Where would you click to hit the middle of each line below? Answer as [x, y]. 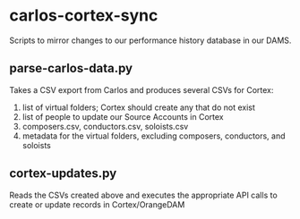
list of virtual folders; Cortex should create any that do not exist [138, 107]
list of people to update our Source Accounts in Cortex [123, 116]
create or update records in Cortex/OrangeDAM [97, 204]
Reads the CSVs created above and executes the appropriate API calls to [143, 195]
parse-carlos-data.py [71, 68]
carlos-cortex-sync [84, 16]
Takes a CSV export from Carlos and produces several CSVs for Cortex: [141, 89]
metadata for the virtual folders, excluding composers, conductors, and [154, 136]
